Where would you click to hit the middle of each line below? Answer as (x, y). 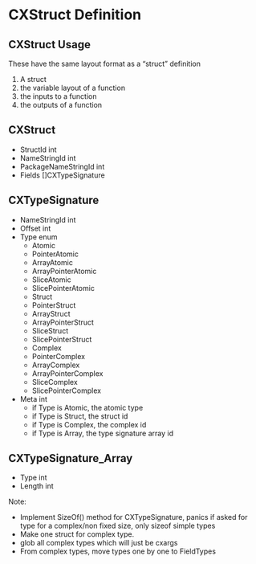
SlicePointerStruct (62, 339)
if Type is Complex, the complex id (89, 424)
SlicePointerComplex (67, 390)
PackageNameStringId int (62, 166)
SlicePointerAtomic (63, 288)
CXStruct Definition (75, 15)
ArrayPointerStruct (63, 322)
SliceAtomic (51, 280)
